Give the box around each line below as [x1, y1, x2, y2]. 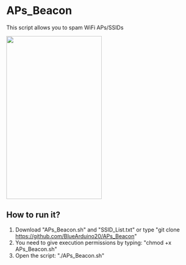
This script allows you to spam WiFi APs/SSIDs [6, 24, 124, 31]
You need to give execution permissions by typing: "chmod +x [15, 239, 172, 246]
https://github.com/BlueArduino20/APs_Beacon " [15, 232, 137, 239]
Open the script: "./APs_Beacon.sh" [15, 252, 105, 259]
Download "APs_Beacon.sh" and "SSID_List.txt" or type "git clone [15, 226, 180, 233]
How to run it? [6, 210, 61, 220]
